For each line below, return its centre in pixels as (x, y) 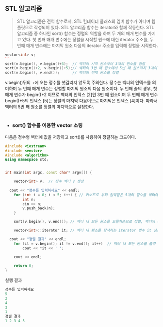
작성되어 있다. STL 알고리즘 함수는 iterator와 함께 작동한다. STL (94, 27)
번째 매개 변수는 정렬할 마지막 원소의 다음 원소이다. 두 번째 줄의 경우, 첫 (90, 89)
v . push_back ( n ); (39, 208)
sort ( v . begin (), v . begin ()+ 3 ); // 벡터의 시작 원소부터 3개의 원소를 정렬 (75, 64)
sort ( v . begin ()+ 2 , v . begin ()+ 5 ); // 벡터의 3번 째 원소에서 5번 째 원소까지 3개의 (81, 68)
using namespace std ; (27, 160)
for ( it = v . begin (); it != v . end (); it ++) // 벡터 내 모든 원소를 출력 (85, 244)
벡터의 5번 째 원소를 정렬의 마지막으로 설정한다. (50, 107)
